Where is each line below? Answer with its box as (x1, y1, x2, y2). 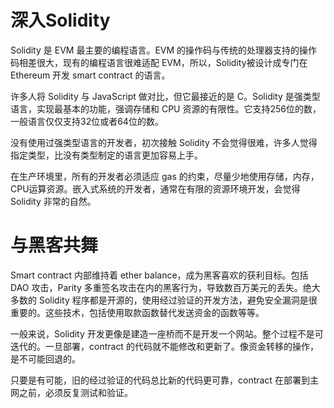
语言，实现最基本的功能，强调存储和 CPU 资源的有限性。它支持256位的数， (10, 102, 322, 115)
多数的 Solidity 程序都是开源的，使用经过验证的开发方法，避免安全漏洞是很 (10, 294, 318, 306)
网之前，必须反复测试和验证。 (10, 386, 133, 398)
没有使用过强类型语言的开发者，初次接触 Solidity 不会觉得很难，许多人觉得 (10, 136, 318, 148)
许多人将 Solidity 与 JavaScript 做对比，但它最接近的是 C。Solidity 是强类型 (10, 90, 321, 102)
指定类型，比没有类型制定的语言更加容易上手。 (10, 149, 203, 161)
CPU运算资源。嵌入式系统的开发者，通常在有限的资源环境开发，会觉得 (10, 182, 301, 195)
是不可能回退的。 (10, 352, 81, 365)
